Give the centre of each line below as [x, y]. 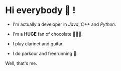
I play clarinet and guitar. [38, 44]
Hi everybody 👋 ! [40, 10]
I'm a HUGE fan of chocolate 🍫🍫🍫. [47, 34]
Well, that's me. [21, 63]
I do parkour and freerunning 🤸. [45, 53]
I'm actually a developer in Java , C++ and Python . [64, 24]
